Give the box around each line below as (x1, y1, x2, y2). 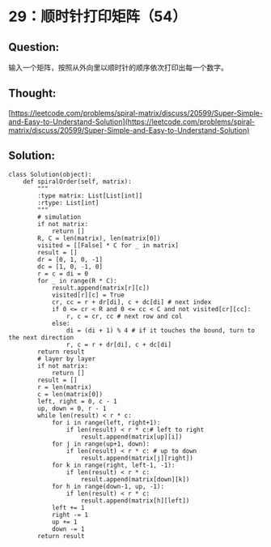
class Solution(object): (8, 170, 92, 178)
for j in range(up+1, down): (51, 439, 150, 448)
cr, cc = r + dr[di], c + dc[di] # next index (51, 297, 212, 306)
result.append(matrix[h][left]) (80, 496, 190, 505)
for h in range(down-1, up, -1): (51, 482, 164, 490)
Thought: (8, 87, 57, 100)
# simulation (37, 212, 82, 221)
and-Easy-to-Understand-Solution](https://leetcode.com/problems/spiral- (8, 117, 256, 126)
